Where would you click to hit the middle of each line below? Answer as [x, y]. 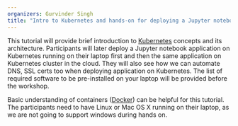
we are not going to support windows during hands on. [87, 115]
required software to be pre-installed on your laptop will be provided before [118, 78]
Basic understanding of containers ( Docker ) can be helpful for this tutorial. [116, 99]
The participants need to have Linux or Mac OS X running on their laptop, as [118, 107]
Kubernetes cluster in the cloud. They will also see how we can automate [114, 63]
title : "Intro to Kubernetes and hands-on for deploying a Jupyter [109, 21]
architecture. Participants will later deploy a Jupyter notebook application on [119, 48]
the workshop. [28, 86]
